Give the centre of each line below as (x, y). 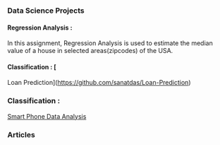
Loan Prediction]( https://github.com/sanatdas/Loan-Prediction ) (99, 83)
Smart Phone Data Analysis (47, 116)
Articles (21, 134)
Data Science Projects (46, 11)
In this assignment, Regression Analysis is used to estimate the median (110, 43)
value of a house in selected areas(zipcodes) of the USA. (90, 51)
